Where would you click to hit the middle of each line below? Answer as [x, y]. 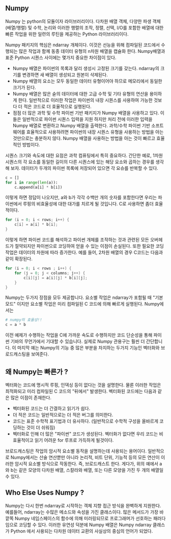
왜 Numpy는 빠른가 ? [37, 371]
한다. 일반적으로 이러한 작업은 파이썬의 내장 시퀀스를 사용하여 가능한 [85, 100]
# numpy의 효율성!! [24, 320]
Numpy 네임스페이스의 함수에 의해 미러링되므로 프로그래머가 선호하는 [83, 518]
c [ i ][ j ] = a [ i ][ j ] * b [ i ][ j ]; [55, 278]
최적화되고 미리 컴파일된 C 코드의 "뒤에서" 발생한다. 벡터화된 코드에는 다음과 [81, 391]
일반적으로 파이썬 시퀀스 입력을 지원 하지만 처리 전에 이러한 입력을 [87, 119]
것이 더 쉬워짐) [41, 427]
